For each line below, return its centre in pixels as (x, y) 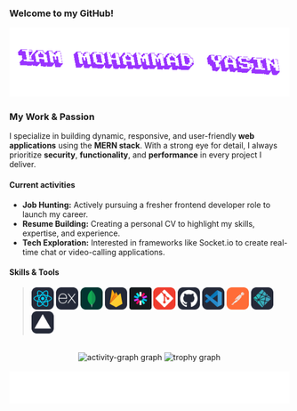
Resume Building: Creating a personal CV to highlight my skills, (138, 223)
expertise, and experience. (71, 233)
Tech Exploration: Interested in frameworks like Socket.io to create (145, 242)
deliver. (23, 165)
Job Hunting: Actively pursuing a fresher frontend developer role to (146, 205)
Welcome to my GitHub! (61, 13)
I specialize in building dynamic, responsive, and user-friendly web (132, 136)
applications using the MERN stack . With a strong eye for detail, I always (144, 146)
